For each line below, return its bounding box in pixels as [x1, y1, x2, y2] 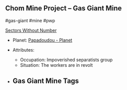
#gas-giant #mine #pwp [5, 17, 55, 23]
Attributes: [12, 47, 35, 53]
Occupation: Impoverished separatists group [20, 57, 113, 63]
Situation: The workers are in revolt [20, 62, 93, 68]
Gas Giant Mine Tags [12, 77, 79, 85]
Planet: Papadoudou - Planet [12, 37, 73, 43]
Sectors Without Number [5, 27, 57, 33]
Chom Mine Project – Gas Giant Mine [5, 4, 122, 13]
